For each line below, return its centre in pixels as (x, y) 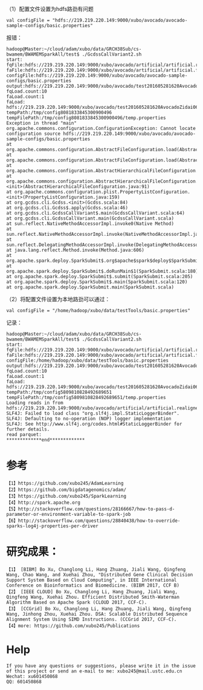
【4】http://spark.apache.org (43, 503)
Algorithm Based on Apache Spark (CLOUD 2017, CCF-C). (77, 602)
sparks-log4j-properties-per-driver (52, 526)
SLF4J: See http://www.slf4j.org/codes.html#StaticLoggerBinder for (94, 424)
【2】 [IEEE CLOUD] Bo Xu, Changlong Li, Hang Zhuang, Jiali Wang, (92, 591)
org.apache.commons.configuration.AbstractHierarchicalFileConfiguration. (102, 181)
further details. (28, 429)
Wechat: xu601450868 (32, 676)
